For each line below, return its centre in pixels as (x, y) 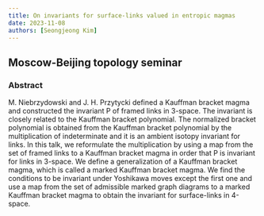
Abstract (26, 85)
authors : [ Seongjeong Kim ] (53, 30)
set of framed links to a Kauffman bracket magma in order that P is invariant (132, 153)
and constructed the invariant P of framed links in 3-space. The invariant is (130, 111)
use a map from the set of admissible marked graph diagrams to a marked (129, 187)
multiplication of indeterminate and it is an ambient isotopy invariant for (124, 137)
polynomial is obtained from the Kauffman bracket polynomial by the (120, 128)
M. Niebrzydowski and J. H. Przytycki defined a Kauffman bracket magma (129, 102)
